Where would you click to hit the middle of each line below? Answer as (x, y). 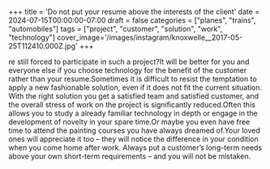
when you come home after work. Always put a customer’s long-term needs (135, 148)
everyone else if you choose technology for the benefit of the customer (128, 70)
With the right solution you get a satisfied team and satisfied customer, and (134, 96)
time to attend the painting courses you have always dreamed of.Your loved (135, 130)
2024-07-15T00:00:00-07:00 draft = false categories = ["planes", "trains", (133, 20)
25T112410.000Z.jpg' (43, 46)
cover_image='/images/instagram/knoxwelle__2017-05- (150, 37)
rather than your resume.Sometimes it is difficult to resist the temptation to (133, 79)
